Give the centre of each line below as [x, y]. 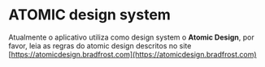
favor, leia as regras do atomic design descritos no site [100, 45]
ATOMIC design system [89, 15]
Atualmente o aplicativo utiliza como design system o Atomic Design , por [131, 37]
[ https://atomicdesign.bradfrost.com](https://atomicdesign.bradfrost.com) [133, 54]
